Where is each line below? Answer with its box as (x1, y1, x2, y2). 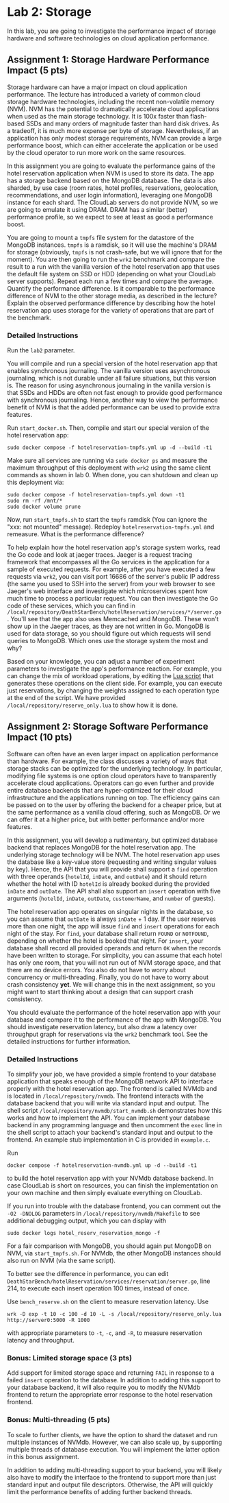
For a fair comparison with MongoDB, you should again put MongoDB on (7, 1242, 212, 1250)
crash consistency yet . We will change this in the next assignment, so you (7, 980, 215, 988)
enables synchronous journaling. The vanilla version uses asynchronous (7, 367, 211, 375)
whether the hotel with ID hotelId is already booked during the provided (7, 879, 210, 888)
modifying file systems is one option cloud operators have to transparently (7, 771, 217, 780)
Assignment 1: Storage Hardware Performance (7, 54, 210, 66)
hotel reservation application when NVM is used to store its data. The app (7, 169, 215, 177)
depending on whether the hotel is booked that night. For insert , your (7, 937, 204, 945)
